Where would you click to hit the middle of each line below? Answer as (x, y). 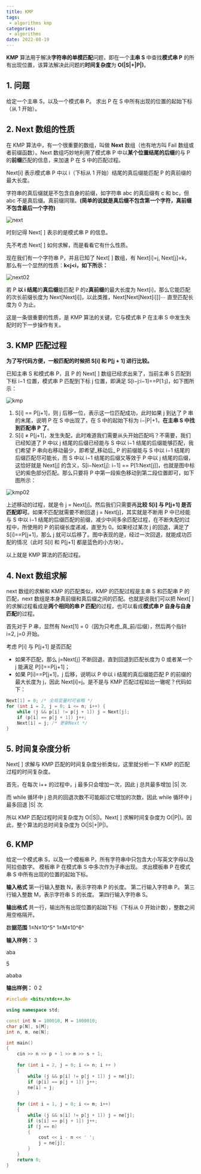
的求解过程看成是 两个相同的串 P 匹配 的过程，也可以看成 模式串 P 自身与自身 (99, 606)
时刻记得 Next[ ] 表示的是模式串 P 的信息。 (59, 232)
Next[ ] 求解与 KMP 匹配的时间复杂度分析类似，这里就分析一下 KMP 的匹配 (98, 764)
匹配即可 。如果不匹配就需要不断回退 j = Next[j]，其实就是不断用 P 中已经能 (98, 512)
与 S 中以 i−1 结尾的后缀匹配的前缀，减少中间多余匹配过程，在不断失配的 (96, 520)
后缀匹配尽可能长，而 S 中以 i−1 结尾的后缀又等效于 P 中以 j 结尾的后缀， (104, 458)
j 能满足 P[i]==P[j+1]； (42, 667)
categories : (21, 28)
